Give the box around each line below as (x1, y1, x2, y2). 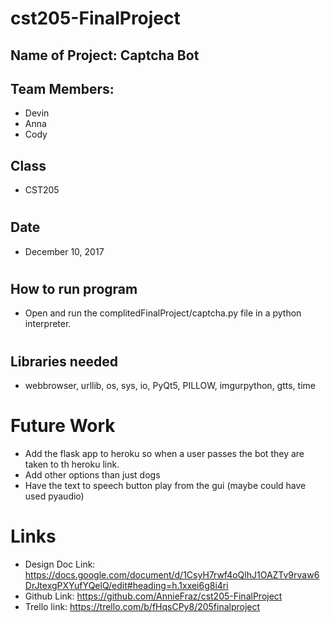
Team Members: (10, 80, 115, 97)
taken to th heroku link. (24, 458, 120, 470)
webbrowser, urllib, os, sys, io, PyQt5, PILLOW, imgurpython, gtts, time (24, 380, 316, 392)
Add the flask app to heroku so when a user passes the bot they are (24, 447, 305, 459)
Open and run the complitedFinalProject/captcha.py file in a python (24, 307, 302, 319)
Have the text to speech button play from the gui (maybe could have (24, 479, 307, 491)
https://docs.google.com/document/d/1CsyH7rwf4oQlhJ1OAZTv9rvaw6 (24, 568, 320, 581)
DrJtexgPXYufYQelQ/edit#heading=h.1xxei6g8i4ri (24, 579, 229, 591)
